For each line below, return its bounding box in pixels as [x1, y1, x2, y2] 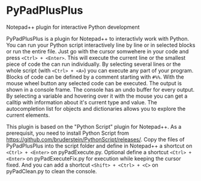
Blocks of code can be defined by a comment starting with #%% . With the [6, 73, 184, 80]
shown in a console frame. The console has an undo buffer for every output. [6, 86, 195, 93]
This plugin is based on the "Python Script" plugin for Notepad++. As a [6, 123, 182, 130]
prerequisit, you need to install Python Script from [6, 129, 130, 137]
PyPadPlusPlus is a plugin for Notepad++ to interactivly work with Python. [6, 35, 189, 42]
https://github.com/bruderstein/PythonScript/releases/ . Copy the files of [6, 135, 185, 143]
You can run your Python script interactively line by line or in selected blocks [6, 41, 196, 49]
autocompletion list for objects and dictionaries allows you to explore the [6, 105, 186, 112]
